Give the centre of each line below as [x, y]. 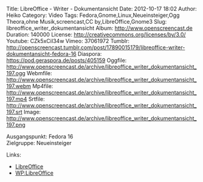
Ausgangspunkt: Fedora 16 [40, 136]
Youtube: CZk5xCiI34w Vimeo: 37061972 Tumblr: [68, 41]
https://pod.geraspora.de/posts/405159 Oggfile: [67, 60]
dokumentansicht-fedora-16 [42, 54]
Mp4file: [43, 86]
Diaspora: [90, 54]
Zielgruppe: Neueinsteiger [39, 143]
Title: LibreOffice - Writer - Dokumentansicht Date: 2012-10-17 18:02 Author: [102, 9]
